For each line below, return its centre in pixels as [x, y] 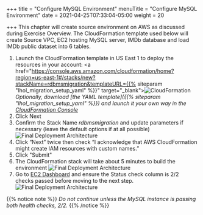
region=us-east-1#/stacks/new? [55, 77]
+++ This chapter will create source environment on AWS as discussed [95, 27]
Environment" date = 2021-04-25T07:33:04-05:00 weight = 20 [85, 15]
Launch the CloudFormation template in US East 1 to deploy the [94, 58]
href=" [23, 71]
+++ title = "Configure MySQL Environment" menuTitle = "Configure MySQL [102, 9]
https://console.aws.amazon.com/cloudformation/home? [103, 71]
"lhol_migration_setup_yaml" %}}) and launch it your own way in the [101, 103]
